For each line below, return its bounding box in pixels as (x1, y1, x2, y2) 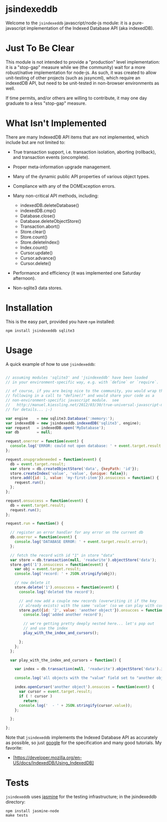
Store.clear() (20, 228, 46, 234)
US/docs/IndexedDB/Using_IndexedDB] (12, 760, 94, 766)
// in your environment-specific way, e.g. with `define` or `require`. (5, 380, 159, 385)
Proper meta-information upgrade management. (12, 164, 111, 170)
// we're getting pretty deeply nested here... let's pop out (23, 621, 155, 626)
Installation (5, 302, 53, 313)
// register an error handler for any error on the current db (10, 530, 143, 535)
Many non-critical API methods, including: (12, 193, 99, 199)
